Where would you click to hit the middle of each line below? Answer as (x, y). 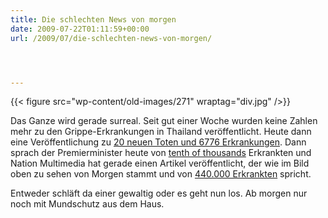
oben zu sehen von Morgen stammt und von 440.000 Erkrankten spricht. (161, 174)
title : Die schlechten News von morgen (93, 19)
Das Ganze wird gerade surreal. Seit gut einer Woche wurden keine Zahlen (164, 121)
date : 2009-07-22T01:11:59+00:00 (80, 29)
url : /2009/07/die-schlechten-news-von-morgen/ (111, 38)
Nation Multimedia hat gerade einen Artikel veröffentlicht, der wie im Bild (160, 163)
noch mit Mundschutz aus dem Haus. (87, 204)
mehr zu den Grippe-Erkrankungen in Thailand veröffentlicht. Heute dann (161, 132)
